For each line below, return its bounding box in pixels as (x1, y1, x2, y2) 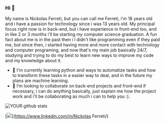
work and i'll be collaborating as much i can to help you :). (12, 93, 130, 99)
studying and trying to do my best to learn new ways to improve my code (5, 52, 154, 58)
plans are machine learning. (12, 78, 69, 83)
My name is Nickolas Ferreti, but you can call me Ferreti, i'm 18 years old (5, 16, 153, 22)
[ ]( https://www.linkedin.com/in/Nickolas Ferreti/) (5, 113, 109, 119)
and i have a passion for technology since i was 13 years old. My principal (5, 21, 155, 27)
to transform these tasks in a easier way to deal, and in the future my (12, 73, 153, 79)
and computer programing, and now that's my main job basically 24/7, (5, 47, 147, 53)
